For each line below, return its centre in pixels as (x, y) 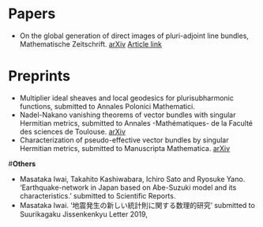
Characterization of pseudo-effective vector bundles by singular (124, 140)
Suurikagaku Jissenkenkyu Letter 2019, (84, 214)
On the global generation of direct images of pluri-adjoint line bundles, (134, 36)
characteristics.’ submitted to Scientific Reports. (98, 195)
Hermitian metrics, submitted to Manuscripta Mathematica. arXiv (125, 148)
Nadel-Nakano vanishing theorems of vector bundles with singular (128, 115)
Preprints (39, 76)
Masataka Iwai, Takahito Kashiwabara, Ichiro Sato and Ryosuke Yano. (132, 179)
